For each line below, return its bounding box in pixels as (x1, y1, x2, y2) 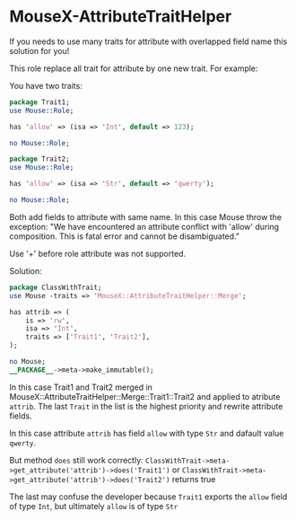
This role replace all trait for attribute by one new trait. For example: (9, 63, 258, 74)
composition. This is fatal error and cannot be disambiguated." (9, 231, 240, 242)
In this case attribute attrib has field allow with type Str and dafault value (9, 427, 284, 438)
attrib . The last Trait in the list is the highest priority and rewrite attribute (9, 401, 283, 411)
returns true (171, 473, 216, 484)
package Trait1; (9, 97, 70, 107)
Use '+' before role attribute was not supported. (9, 248, 187, 259)
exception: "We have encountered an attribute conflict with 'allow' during (9, 221, 280, 232)
